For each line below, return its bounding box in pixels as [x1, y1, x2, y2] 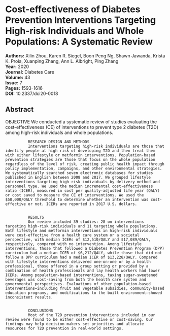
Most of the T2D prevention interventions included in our [27, 312, 156, 318]
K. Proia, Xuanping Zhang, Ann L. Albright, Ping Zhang [5, 58, 119, 64]
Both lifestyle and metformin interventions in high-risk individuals [5, 228, 158, 233]
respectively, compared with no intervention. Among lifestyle [5, 241, 142, 247]
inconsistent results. [5, 294, 53, 300]
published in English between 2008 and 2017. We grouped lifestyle [5, 175, 151, 180]
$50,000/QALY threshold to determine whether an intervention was [5, 197, 149, 202]
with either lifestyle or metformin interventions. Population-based [5, 152, 156, 158]
